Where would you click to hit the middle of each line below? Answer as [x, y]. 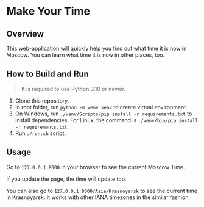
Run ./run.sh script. [40, 133]
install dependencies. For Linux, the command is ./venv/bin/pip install [107, 120]
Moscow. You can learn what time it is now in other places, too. [86, 55]
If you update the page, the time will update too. [66, 179]
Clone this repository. [42, 100]
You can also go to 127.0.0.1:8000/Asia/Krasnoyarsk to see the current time [102, 191]
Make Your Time [48, 11]
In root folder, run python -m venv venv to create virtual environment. [101, 107]
